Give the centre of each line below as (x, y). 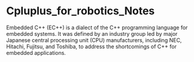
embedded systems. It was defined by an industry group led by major (92, 33)
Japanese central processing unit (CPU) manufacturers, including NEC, (94, 40)
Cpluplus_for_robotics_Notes (81, 11)
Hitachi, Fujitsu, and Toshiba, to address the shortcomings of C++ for (91, 46)
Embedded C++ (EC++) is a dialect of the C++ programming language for (97, 27)
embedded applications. (36, 52)
